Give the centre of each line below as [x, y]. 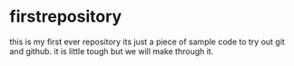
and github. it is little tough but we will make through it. [112, 51]
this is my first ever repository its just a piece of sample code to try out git [147, 42]
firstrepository [66, 17]
